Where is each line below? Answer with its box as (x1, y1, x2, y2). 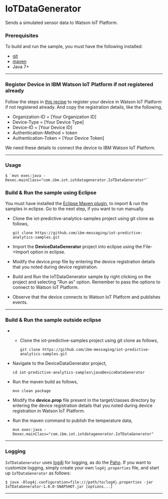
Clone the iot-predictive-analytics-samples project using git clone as (12, 216, 154, 222)
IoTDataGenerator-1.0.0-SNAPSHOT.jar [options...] (5, 484, 113, 489)
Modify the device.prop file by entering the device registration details (12, 259, 155, 265)
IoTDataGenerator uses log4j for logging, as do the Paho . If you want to (5, 459, 151, 465)
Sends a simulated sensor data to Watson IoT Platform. (5, 20, 118, 26)
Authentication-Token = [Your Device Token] (12, 135, 104, 141)
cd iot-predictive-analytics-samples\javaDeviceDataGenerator (12, 370, 145, 375)
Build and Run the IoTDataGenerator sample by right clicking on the (12, 274, 151, 280)
